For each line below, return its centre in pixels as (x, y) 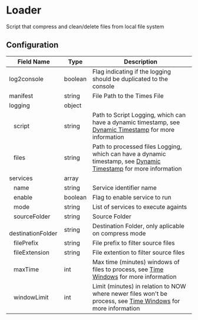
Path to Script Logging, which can (139, 115)
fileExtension (32, 252)
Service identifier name (125, 188)
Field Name (34, 61)
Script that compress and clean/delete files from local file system (85, 26)
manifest (21, 96)
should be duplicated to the (130, 79)
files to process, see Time (128, 269)
